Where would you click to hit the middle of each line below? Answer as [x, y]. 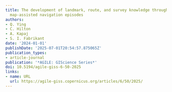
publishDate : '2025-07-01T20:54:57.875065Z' [53, 48]
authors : [15, 19]
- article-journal [25, 57]
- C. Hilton [18, 29]
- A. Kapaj [17, 34]
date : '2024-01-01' [26, 43]
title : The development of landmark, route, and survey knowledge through [87, 10]
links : [12, 72]
